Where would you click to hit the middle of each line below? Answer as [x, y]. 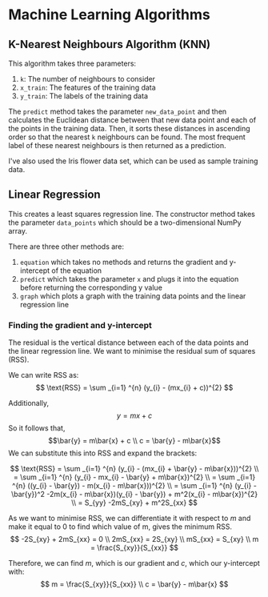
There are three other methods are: [66, 246]
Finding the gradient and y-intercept [80, 325]
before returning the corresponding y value [91, 287]
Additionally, [29, 403]
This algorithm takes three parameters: [72, 63]
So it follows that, [37, 428]
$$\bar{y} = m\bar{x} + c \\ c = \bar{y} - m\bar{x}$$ [134, 441]
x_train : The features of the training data [88, 87]
